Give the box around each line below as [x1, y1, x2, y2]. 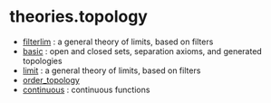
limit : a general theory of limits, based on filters [22, 65, 201, 76]
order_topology [22, 74, 80, 85]
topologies [22, 55, 63, 66]
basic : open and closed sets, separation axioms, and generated [22, 45, 263, 56]
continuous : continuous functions [22, 84, 150, 95]
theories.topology [9, 6, 148, 27]
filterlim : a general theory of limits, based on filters [22, 36, 214, 47]
